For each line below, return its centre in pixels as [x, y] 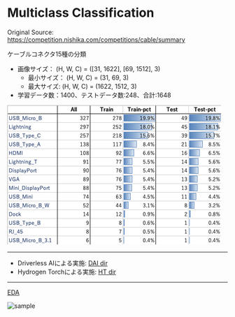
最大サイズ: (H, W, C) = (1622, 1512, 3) [83, 86]
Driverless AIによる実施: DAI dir [63, 263]
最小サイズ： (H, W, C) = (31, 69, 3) [78, 78]
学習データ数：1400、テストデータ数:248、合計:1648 [94, 95]
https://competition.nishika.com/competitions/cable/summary [96, 39]
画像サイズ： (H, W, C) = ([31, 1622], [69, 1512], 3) [89, 68]
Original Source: [30, 32]
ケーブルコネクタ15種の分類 [47, 54]
